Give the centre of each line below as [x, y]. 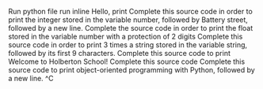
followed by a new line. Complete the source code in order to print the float [131, 28]
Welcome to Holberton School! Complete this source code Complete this [127, 61]
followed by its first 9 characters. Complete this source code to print [120, 53]
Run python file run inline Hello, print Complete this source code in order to [131, 11]
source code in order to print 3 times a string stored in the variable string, [128, 45]
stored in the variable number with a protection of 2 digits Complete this [126, 36]
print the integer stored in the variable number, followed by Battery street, [128, 20]
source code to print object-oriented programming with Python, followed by [131, 70]
